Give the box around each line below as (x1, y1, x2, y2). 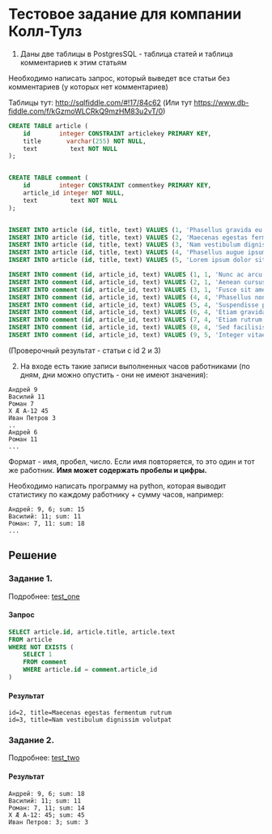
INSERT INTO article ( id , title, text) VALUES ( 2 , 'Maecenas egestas (8, 233, 249, 242)
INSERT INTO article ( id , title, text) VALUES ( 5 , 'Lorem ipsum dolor (8, 256, 252, 264)
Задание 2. (8, 735, 55, 746)
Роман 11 (8, 435, 38, 443)
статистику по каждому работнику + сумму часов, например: (8, 489, 224, 499)
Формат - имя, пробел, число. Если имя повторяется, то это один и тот (8, 456, 255, 466)
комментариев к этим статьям (19, 58, 127, 67)
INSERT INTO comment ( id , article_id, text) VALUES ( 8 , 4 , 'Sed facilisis (8, 324, 266, 332)
